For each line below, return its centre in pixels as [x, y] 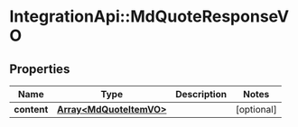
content [31, 109]
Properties [40, 69]
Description [201, 94]
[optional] [256, 109]
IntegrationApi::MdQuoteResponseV [149, 17]
